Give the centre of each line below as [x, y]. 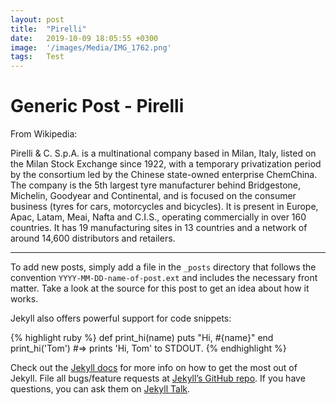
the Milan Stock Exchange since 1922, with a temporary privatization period [166, 164]
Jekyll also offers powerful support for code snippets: [121, 318]
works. [24, 299]
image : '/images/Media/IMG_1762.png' [91, 47]
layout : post [37, 19]
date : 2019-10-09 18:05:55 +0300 [84, 38]
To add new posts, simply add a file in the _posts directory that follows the [163, 267]
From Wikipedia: [44, 134]
